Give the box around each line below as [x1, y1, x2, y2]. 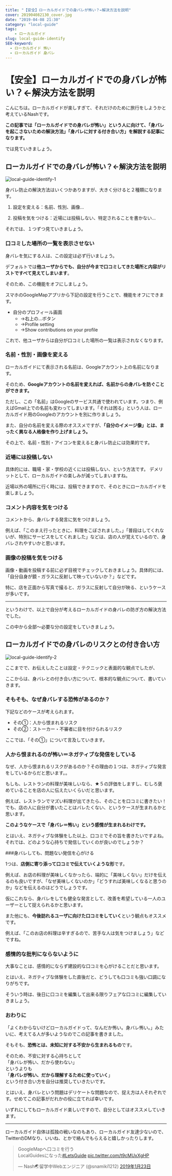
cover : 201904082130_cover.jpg [5, 12, 72, 17]
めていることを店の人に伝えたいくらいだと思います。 [5, 787, 117, 794]
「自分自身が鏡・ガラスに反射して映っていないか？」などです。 [5, 573, 139, 579]
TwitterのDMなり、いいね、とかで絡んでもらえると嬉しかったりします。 [5, 1135, 157, 1141]
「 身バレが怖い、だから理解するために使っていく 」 [5, 1072, 113, 1078]
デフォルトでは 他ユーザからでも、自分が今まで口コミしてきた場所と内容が [5, 263, 162, 270]
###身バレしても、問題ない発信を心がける [5, 850, 95, 856]
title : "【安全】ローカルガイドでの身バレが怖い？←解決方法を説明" [5, 7, 132, 13]
